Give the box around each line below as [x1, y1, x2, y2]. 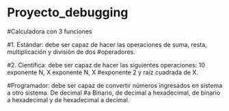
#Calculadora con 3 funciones [7, 27, 92, 35]
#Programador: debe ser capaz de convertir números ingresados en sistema [7, 81, 223, 89]
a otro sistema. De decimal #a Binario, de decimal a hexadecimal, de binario [7, 89, 221, 97]
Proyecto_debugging [7, 5, 129, 20]
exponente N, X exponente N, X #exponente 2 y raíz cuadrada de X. [7, 68, 198, 76]
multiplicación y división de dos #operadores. [7, 48, 135, 56]
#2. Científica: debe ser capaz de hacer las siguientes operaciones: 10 [7, 61, 205, 69]
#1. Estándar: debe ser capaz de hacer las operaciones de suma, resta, [7, 40, 207, 48]
